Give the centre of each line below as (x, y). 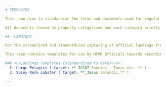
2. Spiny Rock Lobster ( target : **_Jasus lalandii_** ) (69, 72)
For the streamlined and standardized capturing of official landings (79, 45)
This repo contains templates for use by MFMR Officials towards (74, 54)
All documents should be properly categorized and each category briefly (83, 28)
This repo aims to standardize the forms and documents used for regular (83, 19)
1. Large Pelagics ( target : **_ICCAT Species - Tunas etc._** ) (78, 68)
